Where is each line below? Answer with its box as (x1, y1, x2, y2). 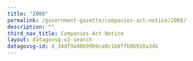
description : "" (7, 23, 55, 30)
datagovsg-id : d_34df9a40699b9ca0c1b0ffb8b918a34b (7, 43, 159, 50)
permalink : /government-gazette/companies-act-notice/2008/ (7, 17, 187, 24)
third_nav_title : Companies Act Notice (7, 29, 124, 37)
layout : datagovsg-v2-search (7, 36, 93, 43)
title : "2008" (7, 10, 49, 18)
